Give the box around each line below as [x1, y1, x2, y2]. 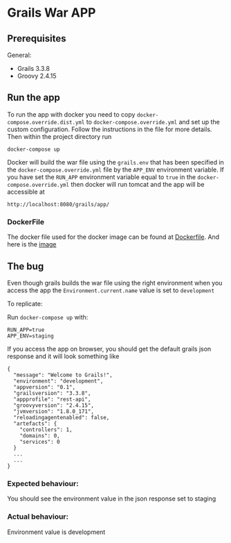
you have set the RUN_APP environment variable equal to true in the [7, 172, 196, 181]
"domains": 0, [19, 432, 60, 439]
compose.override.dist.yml [7, 119, 85, 126]
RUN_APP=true [7, 326, 45, 333]
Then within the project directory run [7, 132, 112, 140]
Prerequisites [7, 33, 66, 44]
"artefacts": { [13, 420, 57, 427]
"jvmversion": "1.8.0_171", [13, 408, 95, 415]
